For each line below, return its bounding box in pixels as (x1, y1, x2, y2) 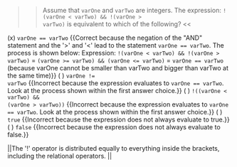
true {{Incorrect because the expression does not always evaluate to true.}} (7, 115, 230, 124)
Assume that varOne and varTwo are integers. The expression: (42, 6, 222, 14)
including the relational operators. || (7, 152, 112, 160)
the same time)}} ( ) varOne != (7, 71, 95, 80)
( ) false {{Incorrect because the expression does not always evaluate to (7, 123, 221, 131)
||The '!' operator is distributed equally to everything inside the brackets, (7, 144, 220, 152)
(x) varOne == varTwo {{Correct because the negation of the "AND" (7, 33, 203, 42)
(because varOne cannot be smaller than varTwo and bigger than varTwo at (7, 64, 229, 72)
